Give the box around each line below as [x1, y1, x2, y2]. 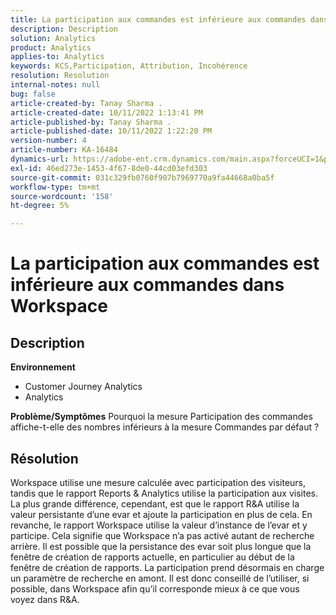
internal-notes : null [10, 80, 101, 90]
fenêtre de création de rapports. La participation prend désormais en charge [10, 561, 325, 573]
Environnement [10, 361, 76, 373]
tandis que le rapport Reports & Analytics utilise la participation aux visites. [10, 487, 319, 499]
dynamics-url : [10, 154, 70, 164]
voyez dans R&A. [10, 593, 80, 605]
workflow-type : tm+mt [10, 182, 101, 192]
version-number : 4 [10, 136, 87, 146]
